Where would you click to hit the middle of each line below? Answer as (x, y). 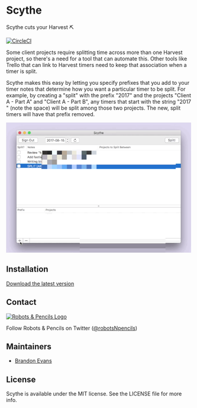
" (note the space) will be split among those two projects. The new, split (93, 108)
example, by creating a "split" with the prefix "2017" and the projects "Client (98, 95)
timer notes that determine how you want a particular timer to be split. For (96, 89)
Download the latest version (40, 283)
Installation (27, 270)
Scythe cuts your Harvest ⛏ (40, 27)
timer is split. (22, 71)
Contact (21, 302)
